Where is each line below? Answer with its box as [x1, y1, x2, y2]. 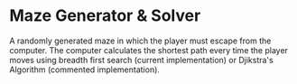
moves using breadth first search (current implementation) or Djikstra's [9, 54, 274, 65]
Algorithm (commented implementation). [9, 64, 161, 75]
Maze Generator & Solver [9, 5, 201, 26]
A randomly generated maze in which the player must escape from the [9, 35, 272, 46]
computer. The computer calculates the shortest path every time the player [9, 44, 289, 55]
